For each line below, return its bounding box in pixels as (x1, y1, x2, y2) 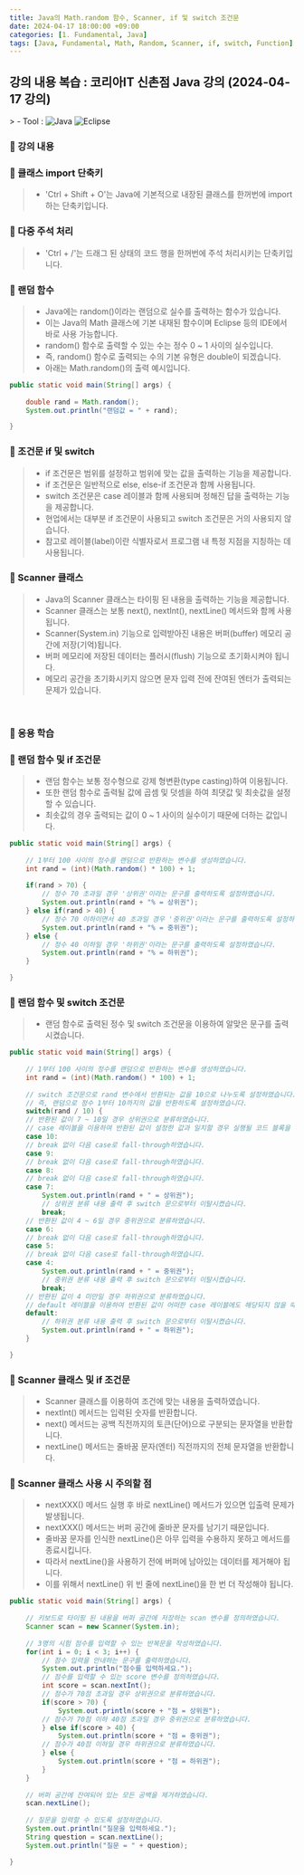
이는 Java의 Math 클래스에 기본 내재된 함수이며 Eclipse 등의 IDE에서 (44, 317, 288, 328)
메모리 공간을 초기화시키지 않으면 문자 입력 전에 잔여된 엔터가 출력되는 (44, 673, 292, 684)
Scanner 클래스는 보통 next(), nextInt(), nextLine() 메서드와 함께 (44, 605, 276, 616)
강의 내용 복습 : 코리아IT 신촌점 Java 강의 (9, 74, 225, 90)
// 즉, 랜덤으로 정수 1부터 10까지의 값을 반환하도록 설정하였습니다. (25, 1098, 248, 1107)
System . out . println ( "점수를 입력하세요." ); (42, 1664, 193, 1673)
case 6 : (25, 1224, 54, 1234)
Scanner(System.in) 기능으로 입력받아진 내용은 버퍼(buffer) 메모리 (44, 627, 283, 638)
